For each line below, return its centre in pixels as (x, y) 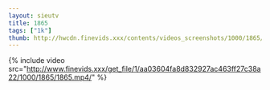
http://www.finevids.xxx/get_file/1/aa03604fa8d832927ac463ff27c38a (144, 69)
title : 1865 (28, 23)
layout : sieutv (34, 16)
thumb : (19, 38)
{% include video (37, 61)
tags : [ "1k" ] (30, 30)
